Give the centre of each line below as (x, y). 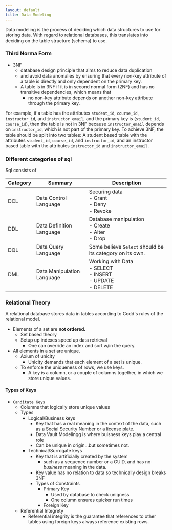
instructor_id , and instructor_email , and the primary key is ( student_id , (83, 118)
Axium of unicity (38, 356)
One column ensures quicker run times (92, 500)
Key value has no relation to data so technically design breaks (101, 472)
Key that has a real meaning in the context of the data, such (98, 423)
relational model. (23, 319)
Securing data (106, 192)
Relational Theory (28, 302)
